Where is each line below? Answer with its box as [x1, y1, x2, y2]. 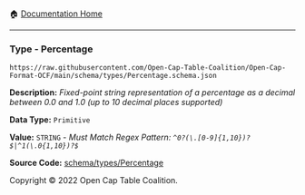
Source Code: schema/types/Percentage [9, 158, 164, 169]
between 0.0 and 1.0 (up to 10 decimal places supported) [9, 97, 223, 108]
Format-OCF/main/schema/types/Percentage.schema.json [9, 72, 218, 81]
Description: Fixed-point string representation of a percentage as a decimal [9, 87, 296, 98]
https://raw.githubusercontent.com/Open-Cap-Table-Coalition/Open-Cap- [9, 63, 286, 73]
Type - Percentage [9, 43, 93, 55]
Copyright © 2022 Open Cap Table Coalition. [9, 175, 179, 186]
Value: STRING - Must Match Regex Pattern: [9, 132, 172, 143]
